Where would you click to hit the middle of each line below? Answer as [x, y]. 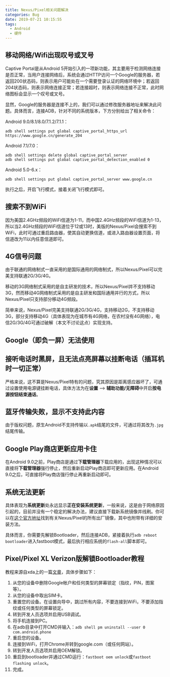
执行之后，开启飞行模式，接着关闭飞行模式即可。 [56, 189]
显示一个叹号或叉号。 [45, 94]
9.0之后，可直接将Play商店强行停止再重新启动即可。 [59, 474]
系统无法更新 [25, 492]
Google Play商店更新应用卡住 [51, 449]
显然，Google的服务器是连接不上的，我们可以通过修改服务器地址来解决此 [81, 104]
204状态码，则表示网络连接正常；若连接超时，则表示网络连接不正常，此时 [82, 87]
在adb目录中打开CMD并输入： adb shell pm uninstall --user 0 [79, 627]
